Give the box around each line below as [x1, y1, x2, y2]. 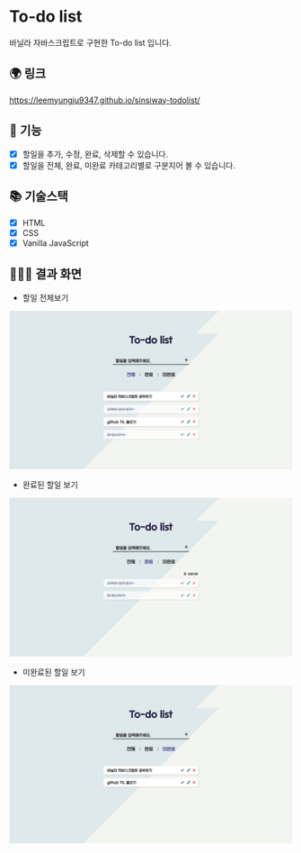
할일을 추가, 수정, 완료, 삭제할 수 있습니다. [22, 149, 169, 159]
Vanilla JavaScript [22, 237, 90, 249]
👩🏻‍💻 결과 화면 [9, 267, 83, 282]
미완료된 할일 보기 [22, 667, 85, 677]
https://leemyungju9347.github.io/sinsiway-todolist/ [9, 95, 200, 105]
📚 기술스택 [9, 189, 69, 204]
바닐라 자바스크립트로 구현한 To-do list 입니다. [9, 37, 173, 48]
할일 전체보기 [22, 292, 69, 303]
